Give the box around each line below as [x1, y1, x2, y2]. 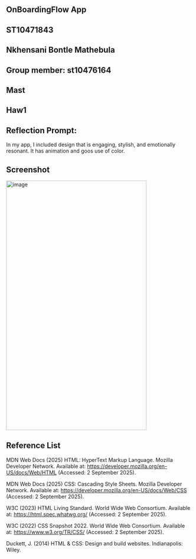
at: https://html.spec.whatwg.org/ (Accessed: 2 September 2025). [6, 510, 167, 518]
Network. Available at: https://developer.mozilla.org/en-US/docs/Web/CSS [6, 486, 187, 493]
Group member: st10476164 [6, 65, 112, 75]
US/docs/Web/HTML [6, 468, 57, 476]
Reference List [6, 441, 61, 451]
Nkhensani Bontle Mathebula [6, 45, 115, 55]
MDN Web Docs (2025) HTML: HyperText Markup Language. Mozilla [6, 456, 173, 463]
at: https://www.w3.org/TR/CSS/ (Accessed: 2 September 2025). [6, 528, 164, 535]
